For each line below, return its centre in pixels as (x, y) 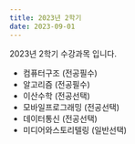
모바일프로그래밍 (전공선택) (71, 107)
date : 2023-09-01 (42, 26)
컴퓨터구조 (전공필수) (60, 73)
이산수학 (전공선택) (56, 96)
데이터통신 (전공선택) (60, 118)
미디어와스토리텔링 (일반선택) (75, 129)
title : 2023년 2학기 (46, 18)
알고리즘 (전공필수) (56, 84)
